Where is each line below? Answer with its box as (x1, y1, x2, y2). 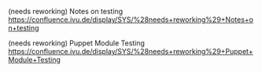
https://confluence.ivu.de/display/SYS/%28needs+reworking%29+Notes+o (8, 15, 254, 24)
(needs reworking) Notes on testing (8, 7, 124, 16)
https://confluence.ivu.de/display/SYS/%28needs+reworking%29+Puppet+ (8, 47, 253, 56)
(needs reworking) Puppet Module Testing (8, 38, 146, 48)
